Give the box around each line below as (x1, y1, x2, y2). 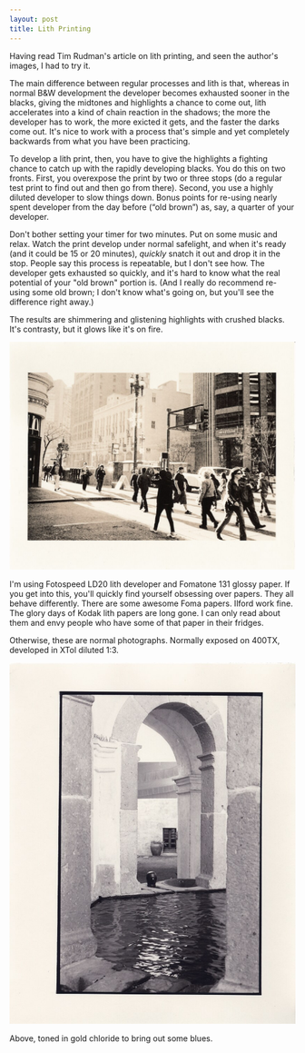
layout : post (9, 15, 59, 24)
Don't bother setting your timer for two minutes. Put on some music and (9, 228, 278, 240)
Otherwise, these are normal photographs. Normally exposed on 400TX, (9, 635, 280, 646)
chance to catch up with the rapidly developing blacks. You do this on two (9, 163, 286, 174)
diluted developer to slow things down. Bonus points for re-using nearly (9, 192, 278, 203)
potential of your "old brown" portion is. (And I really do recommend (9, 277, 264, 288)
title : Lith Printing (9, 24, 92, 34)
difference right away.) (9, 296, 94, 307)
